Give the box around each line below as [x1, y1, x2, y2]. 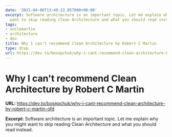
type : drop [5, 46, 29, 51]
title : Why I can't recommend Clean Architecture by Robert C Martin [5, 41, 157, 46]
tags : [5, 22, 17, 27]
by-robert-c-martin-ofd [5, 106, 55, 112]
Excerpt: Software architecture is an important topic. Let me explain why [5, 116, 159, 122]
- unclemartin [5, 27, 36, 32]
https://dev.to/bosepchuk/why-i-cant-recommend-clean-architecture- [16, 101, 165, 107]
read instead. [5, 127, 33, 133]
